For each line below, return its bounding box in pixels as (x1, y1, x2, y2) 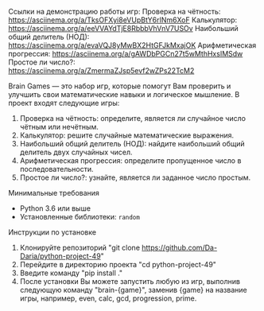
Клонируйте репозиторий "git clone (19, 243, 141, 252)
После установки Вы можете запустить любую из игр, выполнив (19, 277, 241, 286)
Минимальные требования (8, 189, 99, 197)
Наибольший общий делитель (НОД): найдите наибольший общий (19, 139, 245, 148)
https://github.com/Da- (142, 243, 217, 252)
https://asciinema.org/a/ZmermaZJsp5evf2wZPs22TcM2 (8, 66, 195, 75)
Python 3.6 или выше (19, 204, 91, 213)
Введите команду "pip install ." (19, 268, 123, 278)
